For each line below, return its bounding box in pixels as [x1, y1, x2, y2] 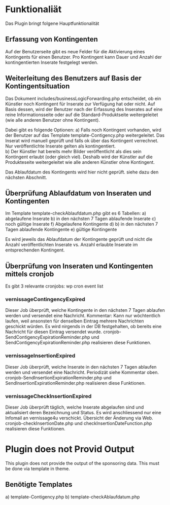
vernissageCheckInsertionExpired [5, 392, 92, 400]
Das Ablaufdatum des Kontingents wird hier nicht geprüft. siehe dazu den [5, 169, 159, 175]
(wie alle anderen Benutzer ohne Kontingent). [5, 117, 100, 123]
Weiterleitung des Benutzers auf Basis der [5, 74, 142, 83]
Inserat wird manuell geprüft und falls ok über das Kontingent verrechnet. [5, 137, 159, 143]
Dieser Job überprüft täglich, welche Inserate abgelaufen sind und [5, 404, 144, 410]
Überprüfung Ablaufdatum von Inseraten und [5, 189, 151, 197]
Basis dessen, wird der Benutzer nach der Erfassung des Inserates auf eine [5, 106, 163, 112]
